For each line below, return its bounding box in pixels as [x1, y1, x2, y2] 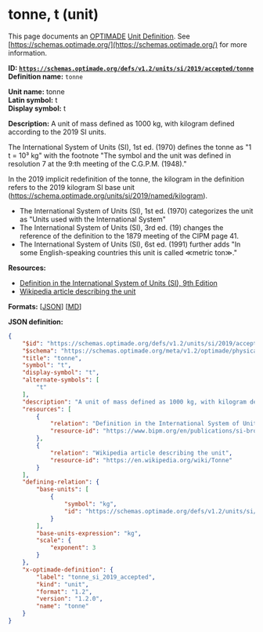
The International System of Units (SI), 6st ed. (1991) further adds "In [19, 239, 241, 249]
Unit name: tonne [8, 86, 65, 96]
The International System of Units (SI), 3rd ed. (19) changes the [19, 222, 224, 232]
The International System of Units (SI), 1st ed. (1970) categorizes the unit [19, 206, 254, 215]
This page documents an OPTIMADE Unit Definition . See [8, 31, 190, 41]
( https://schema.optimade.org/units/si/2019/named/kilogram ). [8, 191, 208, 200]
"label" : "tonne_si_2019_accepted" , [36, 573, 156, 581]
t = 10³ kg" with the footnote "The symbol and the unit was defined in [8, 151, 232, 160]
